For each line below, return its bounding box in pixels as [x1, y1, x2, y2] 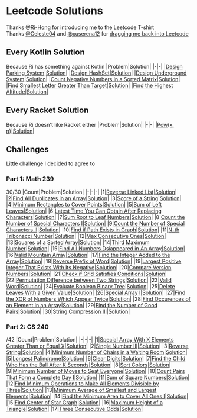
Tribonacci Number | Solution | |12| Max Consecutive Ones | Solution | [6, 232, 166, 239]
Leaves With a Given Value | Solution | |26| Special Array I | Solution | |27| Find [6, 289, 186, 296]
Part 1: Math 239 [6, 175, 54, 183]
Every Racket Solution [6, 105, 89, 115]
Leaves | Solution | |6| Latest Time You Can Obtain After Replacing [6, 207, 162, 214]
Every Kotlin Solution [6, 47, 86, 57]
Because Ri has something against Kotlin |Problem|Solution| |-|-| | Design [6, 63, 183, 70]
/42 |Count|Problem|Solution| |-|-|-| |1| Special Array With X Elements [6, 336, 174, 343]
